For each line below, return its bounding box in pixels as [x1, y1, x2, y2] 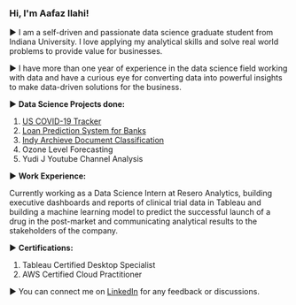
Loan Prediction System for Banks [21, 126, 146, 136]
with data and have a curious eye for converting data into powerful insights [9, 72, 283, 83]
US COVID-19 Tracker [21, 116, 102, 126]
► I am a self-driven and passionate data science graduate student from [9, 27, 274, 38]
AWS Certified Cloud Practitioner [21, 269, 143, 280]
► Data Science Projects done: [9, 99, 126, 110]
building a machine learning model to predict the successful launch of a [9, 207, 271, 217]
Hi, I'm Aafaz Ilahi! [9, 7, 90, 19]
